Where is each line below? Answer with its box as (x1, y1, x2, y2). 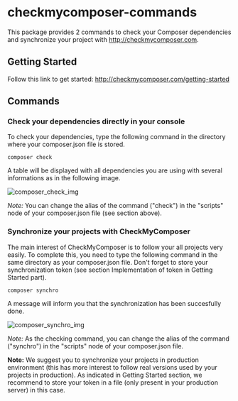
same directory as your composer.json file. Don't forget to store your (7, 258, 208, 266)
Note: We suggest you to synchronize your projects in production (7, 356, 199, 364)
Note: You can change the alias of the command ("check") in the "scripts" (7, 202, 224, 210)
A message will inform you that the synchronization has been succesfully (7, 299, 222, 307)
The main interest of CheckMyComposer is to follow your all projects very (7, 243, 224, 251)
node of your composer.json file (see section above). (7, 209, 162, 217)
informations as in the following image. (7, 174, 121, 182)
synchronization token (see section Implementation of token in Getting (7, 265, 213, 274)
